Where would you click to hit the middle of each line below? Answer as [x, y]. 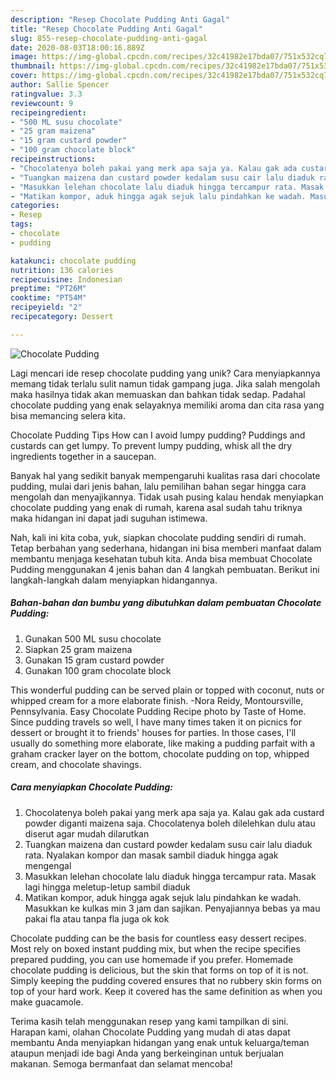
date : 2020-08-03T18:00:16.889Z [77, 47]
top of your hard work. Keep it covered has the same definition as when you [166, 991]
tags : [21, 224]
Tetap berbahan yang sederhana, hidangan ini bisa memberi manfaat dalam [166, 548]
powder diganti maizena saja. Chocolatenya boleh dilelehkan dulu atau [170, 823]
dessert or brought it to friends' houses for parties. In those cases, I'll [153, 732]
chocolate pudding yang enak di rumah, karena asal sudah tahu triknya [156, 507]
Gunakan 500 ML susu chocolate [93, 638]
